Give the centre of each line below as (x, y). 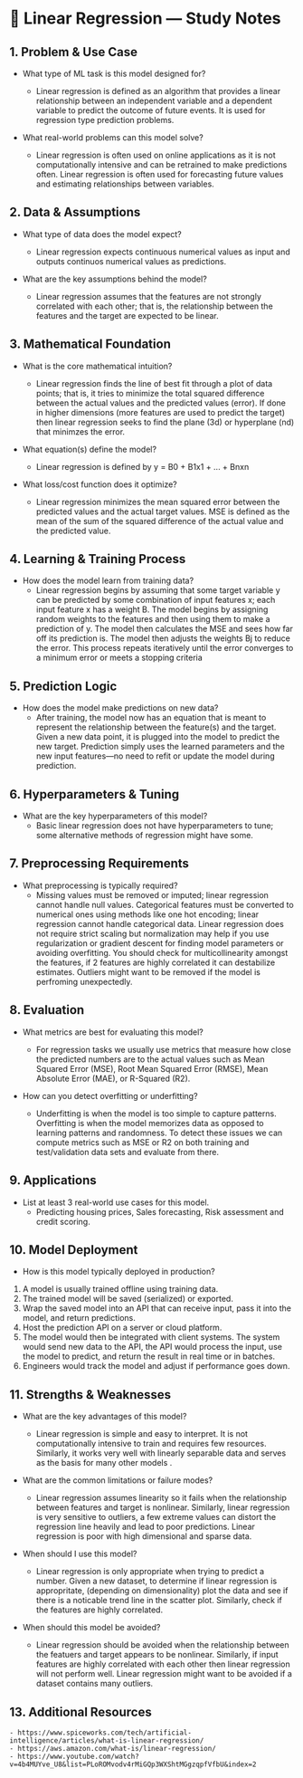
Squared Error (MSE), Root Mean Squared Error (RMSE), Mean (152, 1068)
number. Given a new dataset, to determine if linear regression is (156, 1581)
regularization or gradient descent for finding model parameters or (160, 943)
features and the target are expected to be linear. (127, 315)
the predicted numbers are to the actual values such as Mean (150, 1059)
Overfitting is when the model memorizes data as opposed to (150, 1123)
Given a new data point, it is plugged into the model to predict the (158, 737)
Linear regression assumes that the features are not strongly (149, 296)
